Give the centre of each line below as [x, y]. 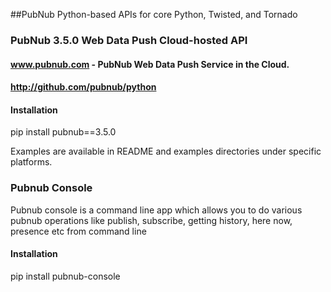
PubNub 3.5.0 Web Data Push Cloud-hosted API [129, 40]
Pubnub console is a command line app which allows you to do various [156, 210]
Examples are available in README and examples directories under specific [166, 151]
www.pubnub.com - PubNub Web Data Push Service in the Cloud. [150, 64]
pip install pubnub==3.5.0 [63, 132]
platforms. [31, 162]
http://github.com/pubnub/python [83, 87]
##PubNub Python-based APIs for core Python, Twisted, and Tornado [154, 14]
